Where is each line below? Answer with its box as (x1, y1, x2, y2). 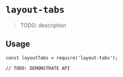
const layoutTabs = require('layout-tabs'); (5, 55, 118, 61)
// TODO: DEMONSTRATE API (5, 65, 70, 71)
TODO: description (20, 21, 67, 29)
